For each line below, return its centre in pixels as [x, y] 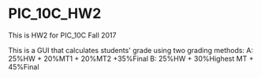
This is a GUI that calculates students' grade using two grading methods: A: [131, 50]
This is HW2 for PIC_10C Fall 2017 [62, 35]
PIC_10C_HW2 [55, 14]
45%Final [24, 66]
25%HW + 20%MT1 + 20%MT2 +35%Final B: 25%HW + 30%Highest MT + [131, 58]
